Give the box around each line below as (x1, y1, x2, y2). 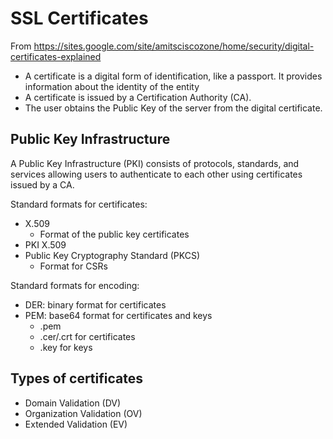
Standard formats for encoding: (10, 279, 140, 291)
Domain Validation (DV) (24, 397, 122, 409)
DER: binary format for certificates (24, 298, 167, 311)
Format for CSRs (39, 260, 108, 272)
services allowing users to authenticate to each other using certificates (10, 168, 303, 180)
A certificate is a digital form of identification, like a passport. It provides (24, 70, 323, 82)
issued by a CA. (10, 178, 75, 191)
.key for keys (39, 341, 93, 353)
